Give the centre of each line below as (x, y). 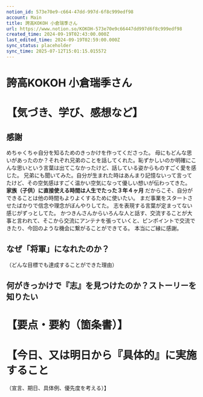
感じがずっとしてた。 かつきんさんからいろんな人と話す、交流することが (97, 213)
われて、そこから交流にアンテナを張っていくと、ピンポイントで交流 (106, 221)
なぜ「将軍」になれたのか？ (58, 249)
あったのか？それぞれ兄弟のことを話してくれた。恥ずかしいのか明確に (104, 160)
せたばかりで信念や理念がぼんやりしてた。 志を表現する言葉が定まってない (99, 205)
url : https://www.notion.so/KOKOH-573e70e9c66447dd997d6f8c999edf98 (94, 29)
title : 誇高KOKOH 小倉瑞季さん (42, 23)
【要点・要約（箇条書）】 (67, 325)
